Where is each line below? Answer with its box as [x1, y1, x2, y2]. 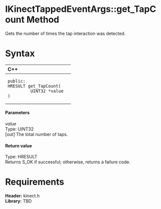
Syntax [5, 48, 35, 59]
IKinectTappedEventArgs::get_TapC [5, 3, 157, 15]
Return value [5, 142, 32, 148]
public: [7, 78, 26, 84]
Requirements [5, 176, 64, 188]
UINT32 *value [30, 88, 64, 94]
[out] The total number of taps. [5, 132, 68, 138]
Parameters [5, 110, 30, 116]
